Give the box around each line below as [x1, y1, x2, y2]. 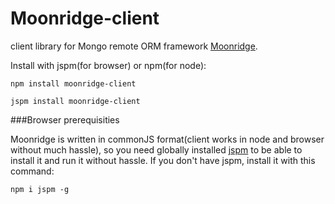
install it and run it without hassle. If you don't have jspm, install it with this [10, 154, 316, 166]
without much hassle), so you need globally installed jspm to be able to [10, 143, 303, 156]
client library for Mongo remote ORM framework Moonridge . [10, 40, 258, 52]
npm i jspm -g [10, 184, 70, 194]
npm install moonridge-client [10, 78, 137, 89]
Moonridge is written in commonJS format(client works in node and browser [10, 133, 325, 145]
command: [10, 165, 55, 177]
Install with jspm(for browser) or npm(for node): [10, 59, 207, 71]
